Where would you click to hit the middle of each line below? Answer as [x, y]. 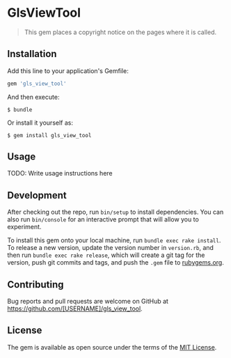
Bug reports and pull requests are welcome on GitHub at [88, 302]
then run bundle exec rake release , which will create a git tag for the [106, 255]
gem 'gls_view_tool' [37, 84]
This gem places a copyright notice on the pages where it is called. [120, 32]
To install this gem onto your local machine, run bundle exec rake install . [114, 240]
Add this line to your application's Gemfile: [68, 70]
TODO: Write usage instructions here [60, 173]
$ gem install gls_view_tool [49, 135]
